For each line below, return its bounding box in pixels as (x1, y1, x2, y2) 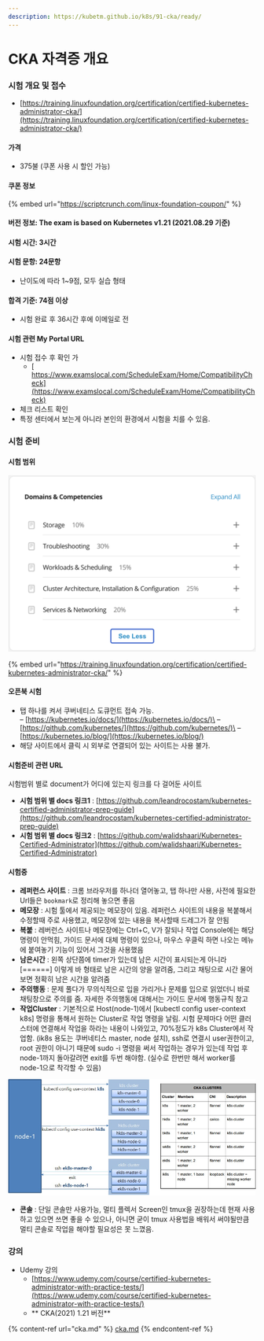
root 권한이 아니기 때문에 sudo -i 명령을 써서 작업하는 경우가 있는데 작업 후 (19, 1044, 248, 1053)
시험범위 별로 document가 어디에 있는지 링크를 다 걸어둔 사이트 (8, 779, 203, 789)
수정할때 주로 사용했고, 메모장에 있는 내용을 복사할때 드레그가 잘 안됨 (19, 915, 229, 925)
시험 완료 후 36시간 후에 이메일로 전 (19, 315, 130, 324)
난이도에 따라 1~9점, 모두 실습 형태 (19, 275, 126, 285)
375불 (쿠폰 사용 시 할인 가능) (19, 161, 111, 171)
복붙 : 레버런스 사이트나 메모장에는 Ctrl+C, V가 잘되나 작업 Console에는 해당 (19, 925, 255, 935)
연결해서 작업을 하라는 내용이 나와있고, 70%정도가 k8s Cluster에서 (40, 1024, 246, 1033)
